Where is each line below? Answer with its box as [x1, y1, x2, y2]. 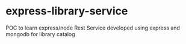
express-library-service [5, 4, 128, 18]
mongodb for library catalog [5, 30, 76, 37]
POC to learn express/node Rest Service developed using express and [5, 24, 180, 31]
